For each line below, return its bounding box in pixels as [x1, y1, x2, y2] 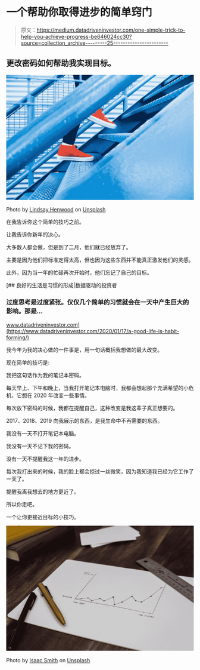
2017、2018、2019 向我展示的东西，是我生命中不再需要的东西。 [6, 417, 163, 424]
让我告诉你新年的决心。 [6, 231, 64, 238]
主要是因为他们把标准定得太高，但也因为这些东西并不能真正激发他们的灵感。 [6, 256, 194, 263]
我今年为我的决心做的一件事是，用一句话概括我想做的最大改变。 [6, 346, 162, 353]
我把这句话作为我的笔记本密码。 [6, 371, 85, 379]
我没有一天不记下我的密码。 [6, 442, 74, 450]
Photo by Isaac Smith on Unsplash [6, 657, 90, 664]
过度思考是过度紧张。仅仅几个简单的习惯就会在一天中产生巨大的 [6, 298, 189, 306]
